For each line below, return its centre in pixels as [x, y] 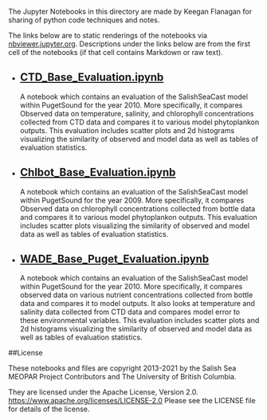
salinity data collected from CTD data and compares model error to [130, 312]
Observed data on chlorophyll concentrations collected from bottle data [137, 208]
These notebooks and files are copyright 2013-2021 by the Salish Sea [122, 368]
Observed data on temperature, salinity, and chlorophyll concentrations [137, 113]
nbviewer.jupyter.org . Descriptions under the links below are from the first [130, 44]
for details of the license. [49, 409]
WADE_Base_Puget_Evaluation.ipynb [114, 259]
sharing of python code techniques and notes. [84, 20]
